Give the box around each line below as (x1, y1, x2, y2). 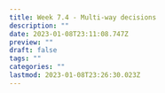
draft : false (9, 46, 58, 55)
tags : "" (9, 54, 42, 63)
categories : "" (9, 63, 66, 72)
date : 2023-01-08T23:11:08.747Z (9, 29, 129, 38)
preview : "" (9, 37, 53, 47)
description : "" (9, 21, 69, 30)
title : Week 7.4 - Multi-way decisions (9, 12, 157, 22)
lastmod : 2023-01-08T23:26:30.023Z (9, 71, 141, 80)
